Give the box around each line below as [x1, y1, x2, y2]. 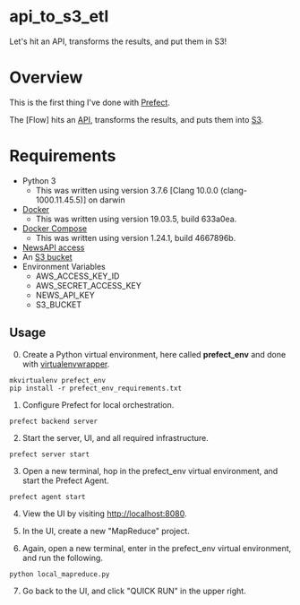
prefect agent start [9, 492, 87, 501]
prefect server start [9, 450, 90, 459]
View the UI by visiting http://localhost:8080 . [21, 508, 187, 519]
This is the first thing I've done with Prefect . [9, 97, 170, 108]
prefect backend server [9, 417, 99, 426]
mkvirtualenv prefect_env [9, 376, 106, 385]
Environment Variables [21, 261, 106, 272]
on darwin [88, 194, 125, 205]
